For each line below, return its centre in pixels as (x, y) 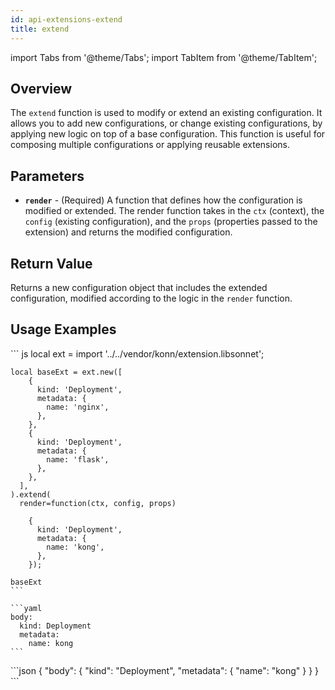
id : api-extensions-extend (66, 19)
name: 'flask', (78, 459)
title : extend (40, 29)
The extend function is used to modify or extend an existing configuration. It (166, 113)
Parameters (47, 176)
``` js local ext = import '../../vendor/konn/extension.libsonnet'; (137, 353)
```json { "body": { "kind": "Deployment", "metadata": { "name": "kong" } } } (165, 670)
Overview (41, 88)
